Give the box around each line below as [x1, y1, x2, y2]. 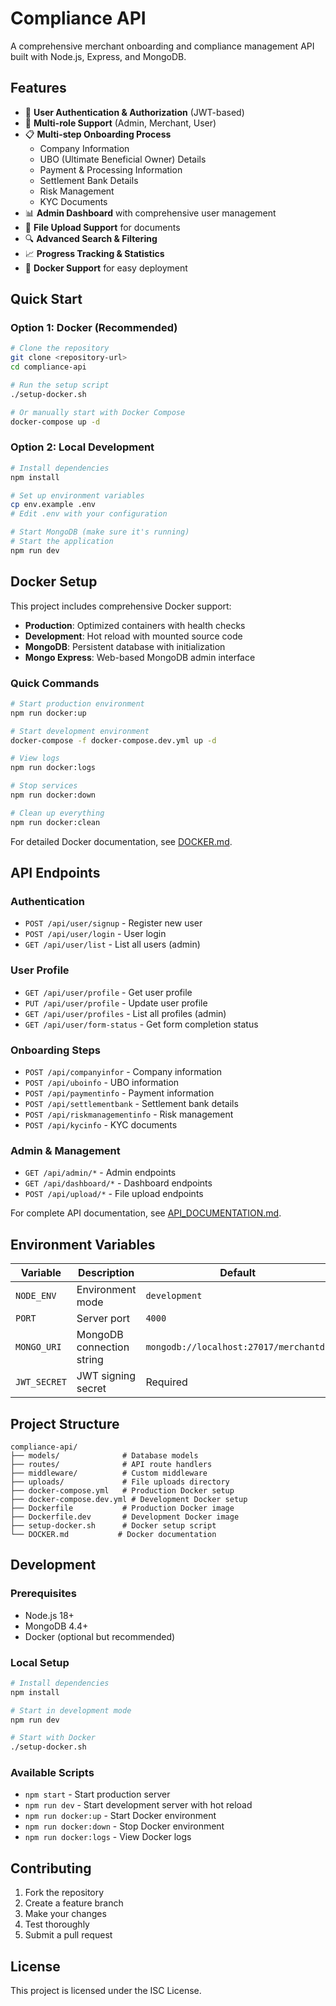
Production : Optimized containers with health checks [24, 619, 246, 631]
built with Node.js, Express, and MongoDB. [10, 50, 187, 62]
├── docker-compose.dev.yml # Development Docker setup [10, 1494, 248, 1504]
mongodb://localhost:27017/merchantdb [145, 1342, 331, 1353]
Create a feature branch [24, 1897, 124, 1909]
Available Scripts [10, 1766, 95, 1780]
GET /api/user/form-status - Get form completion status [24, 1018, 259, 1030]
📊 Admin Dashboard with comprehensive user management [24, 207, 277, 219]
